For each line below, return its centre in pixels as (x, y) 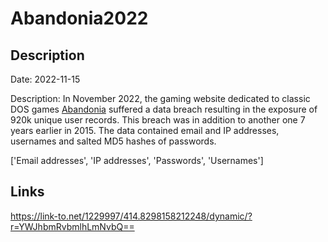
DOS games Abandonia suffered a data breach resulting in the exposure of (164, 109)
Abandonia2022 (79, 18)
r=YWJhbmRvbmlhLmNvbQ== (72, 226)
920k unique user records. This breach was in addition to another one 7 (158, 120)
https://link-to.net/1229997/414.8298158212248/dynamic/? (131, 216)
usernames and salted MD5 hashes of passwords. (113, 141)
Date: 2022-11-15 (45, 79)
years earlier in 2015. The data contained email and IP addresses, (145, 130)
